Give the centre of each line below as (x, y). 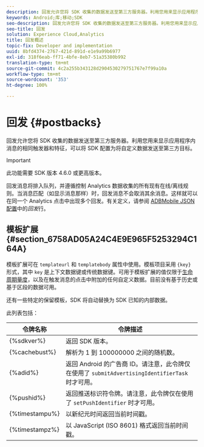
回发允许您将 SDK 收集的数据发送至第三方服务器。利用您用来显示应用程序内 (101, 140)
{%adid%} (24, 372)
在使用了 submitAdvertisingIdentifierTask (127, 373)
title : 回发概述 (25, 40)
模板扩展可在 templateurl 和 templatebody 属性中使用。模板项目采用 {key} (99, 264)
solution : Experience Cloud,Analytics (55, 35)
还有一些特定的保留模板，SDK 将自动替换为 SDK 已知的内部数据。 (89, 300)
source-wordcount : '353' (38, 80)
